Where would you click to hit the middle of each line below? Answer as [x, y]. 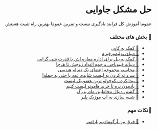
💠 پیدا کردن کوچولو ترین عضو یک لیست [102, 81]
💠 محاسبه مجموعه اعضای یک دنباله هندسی [98, 70]
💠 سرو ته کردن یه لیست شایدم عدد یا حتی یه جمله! [91, 75]
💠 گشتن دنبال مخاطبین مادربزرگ [108, 92]
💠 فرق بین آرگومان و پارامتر [113, 121]
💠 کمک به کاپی [125, 48]
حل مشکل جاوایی [119, 9]
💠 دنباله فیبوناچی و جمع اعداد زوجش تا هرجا [97, 64]
